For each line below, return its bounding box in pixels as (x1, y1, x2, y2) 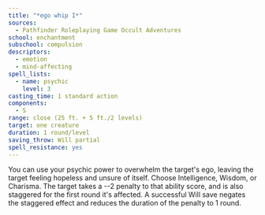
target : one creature (8, 121, 80, 129)
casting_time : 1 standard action (8, 92, 118, 100)
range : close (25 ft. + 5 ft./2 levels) (8, 114, 144, 122)
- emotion (15, 56, 47, 64)
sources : (8, 19, 37, 27)
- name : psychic (15, 77, 69, 85)
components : (8, 99, 47, 107)
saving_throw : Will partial (8, 135, 101, 144)
